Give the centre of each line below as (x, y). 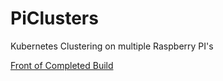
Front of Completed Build (62, 65)
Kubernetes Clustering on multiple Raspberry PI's (112, 46)
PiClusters (54, 18)
